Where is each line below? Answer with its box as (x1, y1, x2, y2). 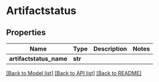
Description (93, 45, 127, 53)
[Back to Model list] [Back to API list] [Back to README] (6, 70, 142, 77)
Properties (6, 28, 46, 37)
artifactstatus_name (9, 54, 68, 63)
